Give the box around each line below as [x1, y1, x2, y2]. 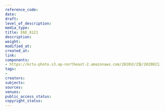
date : [5, 12, 16, 17]
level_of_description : [5, 21, 52, 26]
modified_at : [5, 44, 32, 49]
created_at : [5, 48, 29, 53]
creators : [5, 76, 26, 81]
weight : [5, 39, 21, 44]
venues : [5, 89, 21, 94]
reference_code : [5, 7, 38, 12]
